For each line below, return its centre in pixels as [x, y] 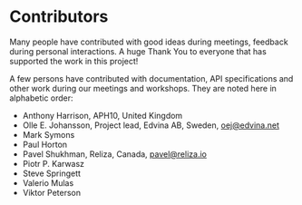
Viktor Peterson [52, 192]
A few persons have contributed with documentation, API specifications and [151, 78]
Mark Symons [49, 134]
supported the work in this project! [74, 61]
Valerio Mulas [48, 182]
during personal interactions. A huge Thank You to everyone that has [138, 51]
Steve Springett [52, 173]
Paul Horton [45, 144]
